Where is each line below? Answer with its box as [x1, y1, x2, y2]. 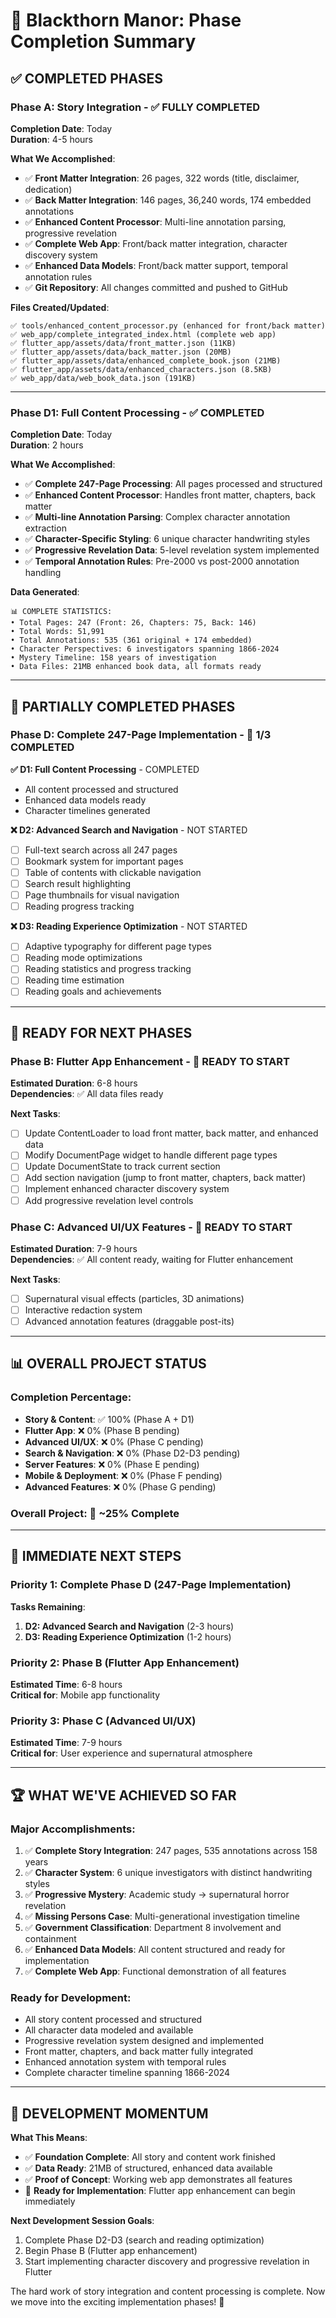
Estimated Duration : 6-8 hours [10, 1077, 138, 1089]
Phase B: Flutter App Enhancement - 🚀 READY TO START [10, 1054, 290, 1068]
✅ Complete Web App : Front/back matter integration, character [24, 237, 288, 249]
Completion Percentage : [10, 1390, 132, 1404]
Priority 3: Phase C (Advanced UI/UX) [10, 1714, 197, 1728]
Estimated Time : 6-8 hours [10, 1679, 123, 1691]
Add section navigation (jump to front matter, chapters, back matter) [24, 1172, 307, 1184]
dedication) [24, 183, 73, 195]
